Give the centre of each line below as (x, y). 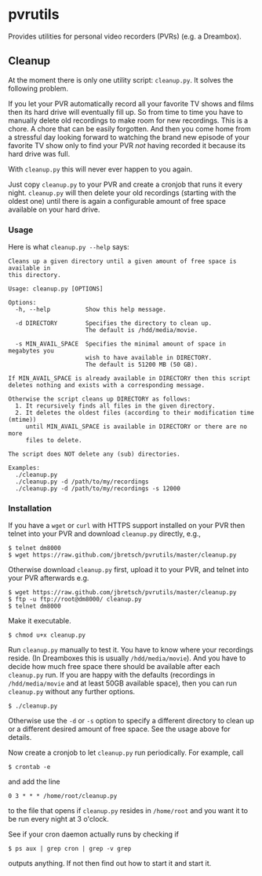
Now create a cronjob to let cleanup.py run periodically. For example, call (126, 752)
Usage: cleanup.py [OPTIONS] (56, 289)
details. (20, 737)
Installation (30, 508)
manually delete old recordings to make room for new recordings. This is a (128, 120)
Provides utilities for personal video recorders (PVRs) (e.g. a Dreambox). (125, 36)
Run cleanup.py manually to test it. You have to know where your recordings (131, 650)
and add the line (34, 782)
